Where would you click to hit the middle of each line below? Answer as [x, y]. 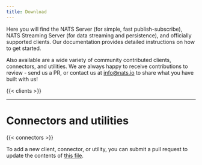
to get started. [24, 48]
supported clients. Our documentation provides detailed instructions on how [101, 42]
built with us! [22, 79]
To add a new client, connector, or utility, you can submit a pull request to [97, 149]
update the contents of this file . [45, 155]
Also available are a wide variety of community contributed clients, [89, 60]
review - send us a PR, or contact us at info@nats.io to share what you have [100, 72]
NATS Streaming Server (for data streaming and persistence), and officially [99, 35]
